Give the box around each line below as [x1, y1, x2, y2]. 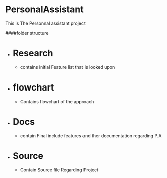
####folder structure [5, 30, 49, 36]
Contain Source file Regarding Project [20, 167, 99, 173]
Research [12, 48, 54, 59]
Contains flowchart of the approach [20, 98, 94, 104]
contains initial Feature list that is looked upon [20, 64, 115, 70]
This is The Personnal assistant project [5, 20, 86, 26]
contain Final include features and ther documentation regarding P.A [20, 132, 162, 139]
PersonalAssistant [5, 4, 84, 15]
